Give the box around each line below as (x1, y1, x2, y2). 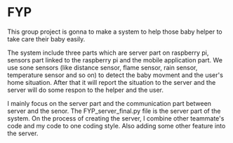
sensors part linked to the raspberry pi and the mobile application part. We (7, 55, 223, 64)
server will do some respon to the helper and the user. (7, 86, 164, 94)
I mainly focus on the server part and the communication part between (7, 99, 212, 107)
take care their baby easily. (7, 34, 86, 43)
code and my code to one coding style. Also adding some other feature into (7, 121, 226, 130)
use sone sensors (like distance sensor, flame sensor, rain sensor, (7, 63, 198, 71)
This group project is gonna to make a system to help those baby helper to (7, 27, 222, 36)
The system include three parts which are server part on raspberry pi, (7, 48, 209, 57)
